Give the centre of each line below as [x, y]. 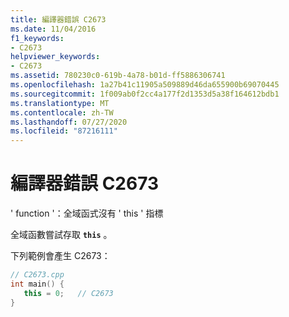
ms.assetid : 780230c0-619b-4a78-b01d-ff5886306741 [118, 76]
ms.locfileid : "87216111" [64, 131]
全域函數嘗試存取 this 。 [61, 235]
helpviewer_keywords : [55, 57]
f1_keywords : [37, 38]
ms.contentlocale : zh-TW [62, 112]
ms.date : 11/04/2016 [53, 29]
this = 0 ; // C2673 [68, 293]
